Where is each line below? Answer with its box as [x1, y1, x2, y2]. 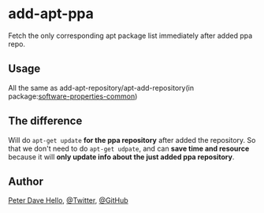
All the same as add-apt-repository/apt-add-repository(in [8, 83, 195, 92]
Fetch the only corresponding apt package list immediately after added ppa [8, 31, 253, 40]
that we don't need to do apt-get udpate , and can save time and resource [8, 144, 250, 153]
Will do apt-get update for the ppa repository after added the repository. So [8, 135, 256, 144]
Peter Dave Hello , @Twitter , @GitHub [8, 196, 128, 205]
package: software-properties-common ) [8, 92, 138, 101]
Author [8, 174, 43, 188]
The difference [8, 114, 83, 128]
